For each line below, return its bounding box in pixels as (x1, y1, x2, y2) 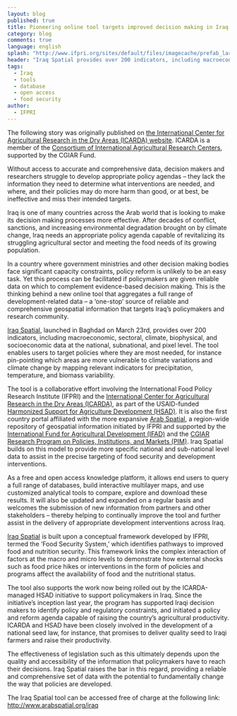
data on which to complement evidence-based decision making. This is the (7, 282, 226, 290)
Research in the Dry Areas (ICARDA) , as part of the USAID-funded (7, 399, 200, 408)
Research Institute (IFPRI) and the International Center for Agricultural (7, 392, 209, 400)
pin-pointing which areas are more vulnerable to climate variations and (7, 356, 213, 364)
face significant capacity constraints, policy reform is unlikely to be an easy (7, 266, 227, 276)
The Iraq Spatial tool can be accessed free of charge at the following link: (7, 693, 221, 702)
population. (7, 245, 40, 254)
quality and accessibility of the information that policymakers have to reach (7, 657, 226, 665)
